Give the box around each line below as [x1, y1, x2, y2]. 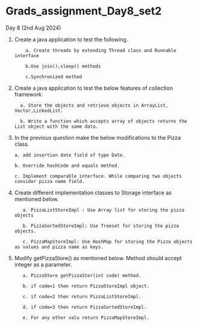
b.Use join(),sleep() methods [25, 63, 101, 69]
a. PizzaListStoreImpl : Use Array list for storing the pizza [22, 207, 185, 213]
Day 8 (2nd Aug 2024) [5, 24, 61, 31]
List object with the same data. [14, 123, 99, 129]
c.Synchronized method [25, 73, 82, 79]
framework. [14, 90, 43, 98]
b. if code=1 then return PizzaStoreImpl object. [22, 283, 150, 289]
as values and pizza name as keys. [14, 244, 104, 250]
